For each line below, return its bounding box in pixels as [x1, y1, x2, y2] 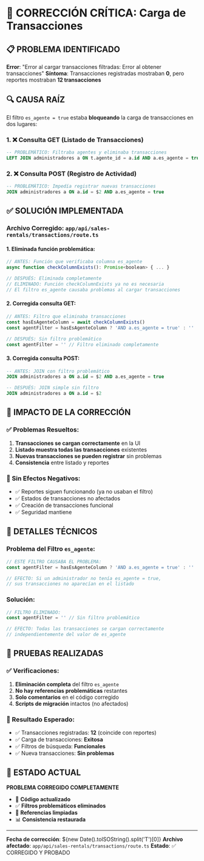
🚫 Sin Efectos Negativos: [6, 474, 81, 483]
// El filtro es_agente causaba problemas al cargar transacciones [6, 286, 181, 292]
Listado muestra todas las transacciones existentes [15, 445, 148, 453]
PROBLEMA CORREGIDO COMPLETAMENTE [6, 784, 120, 791]
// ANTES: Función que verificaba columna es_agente [6, 259, 143, 265]
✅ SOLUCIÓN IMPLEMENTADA [6, 206, 124, 216]
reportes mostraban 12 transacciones [6, 76, 101, 83]
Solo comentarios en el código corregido [15, 693, 120, 701]
